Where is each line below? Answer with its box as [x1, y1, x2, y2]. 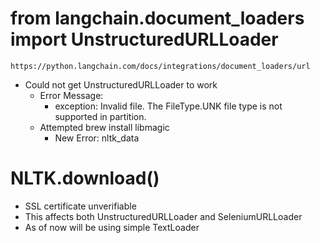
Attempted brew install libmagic [39, 121, 170, 133]
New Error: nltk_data [54, 132, 140, 144]
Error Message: [39, 89, 104, 101]
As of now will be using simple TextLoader [24, 221, 200, 233]
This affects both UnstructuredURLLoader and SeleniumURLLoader [24, 210, 303, 222]
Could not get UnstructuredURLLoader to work [24, 78, 218, 91]
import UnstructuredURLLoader [10, 28, 279, 51]
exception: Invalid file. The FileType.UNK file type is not [54, 100, 283, 112]
